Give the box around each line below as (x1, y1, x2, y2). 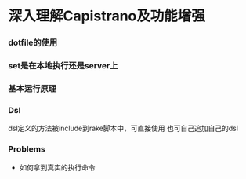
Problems (8, 144, 45, 155)
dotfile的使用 (8, 37, 58, 48)
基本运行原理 (8, 83, 57, 94)
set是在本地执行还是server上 (8, 60, 118, 71)
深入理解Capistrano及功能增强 (8, 7, 206, 25)
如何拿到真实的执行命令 (19, 163, 96, 172)
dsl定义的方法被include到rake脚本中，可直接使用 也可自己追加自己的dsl (8, 123, 239, 133)
